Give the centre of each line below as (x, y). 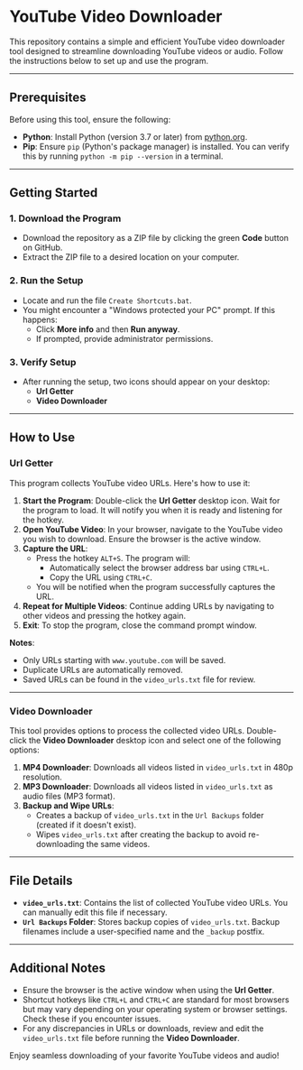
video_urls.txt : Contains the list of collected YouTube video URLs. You (155, 902)
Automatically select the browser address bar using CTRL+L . (160, 567)
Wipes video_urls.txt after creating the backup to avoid (141, 835)
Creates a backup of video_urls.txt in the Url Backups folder (150, 816)
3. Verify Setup (43, 362)
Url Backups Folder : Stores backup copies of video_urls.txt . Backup (151, 921)
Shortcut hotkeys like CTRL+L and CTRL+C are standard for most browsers (156, 1000)
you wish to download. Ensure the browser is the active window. (142, 539)
